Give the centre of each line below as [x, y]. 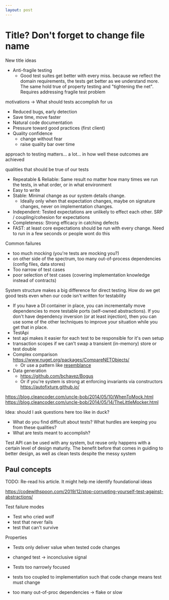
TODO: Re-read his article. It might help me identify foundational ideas [79, 482]
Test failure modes [25, 507]
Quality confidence [32, 133]
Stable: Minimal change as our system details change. [69, 195]
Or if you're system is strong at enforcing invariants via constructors [91, 381]
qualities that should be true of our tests [47, 169]
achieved [15, 159]
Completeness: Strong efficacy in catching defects [66, 222]
